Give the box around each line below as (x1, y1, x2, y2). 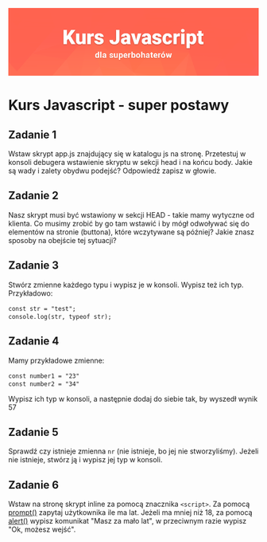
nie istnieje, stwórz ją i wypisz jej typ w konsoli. (8, 455, 163, 465)
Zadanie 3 (8, 259, 60, 273)
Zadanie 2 (8, 189, 60, 202)
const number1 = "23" (8, 371, 80, 380)
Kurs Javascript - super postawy (8, 96, 230, 115)
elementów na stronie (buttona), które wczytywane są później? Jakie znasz (8, 227, 255, 237)
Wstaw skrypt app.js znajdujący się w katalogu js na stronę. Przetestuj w (8, 149, 246, 159)
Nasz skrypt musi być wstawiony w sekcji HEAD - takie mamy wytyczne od (8, 210, 254, 219)
